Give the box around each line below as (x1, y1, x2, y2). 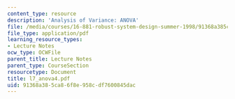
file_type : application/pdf (7, 29, 90, 37)
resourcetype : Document (7, 68, 77, 75)
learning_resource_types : (7, 36, 83, 43)
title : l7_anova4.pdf (7, 75, 71, 82)
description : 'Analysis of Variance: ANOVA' (7, 17, 139, 24)
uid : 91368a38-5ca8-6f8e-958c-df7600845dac (7, 82, 136, 89)
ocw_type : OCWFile (7, 49, 61, 56)
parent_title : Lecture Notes (7, 56, 92, 63)
